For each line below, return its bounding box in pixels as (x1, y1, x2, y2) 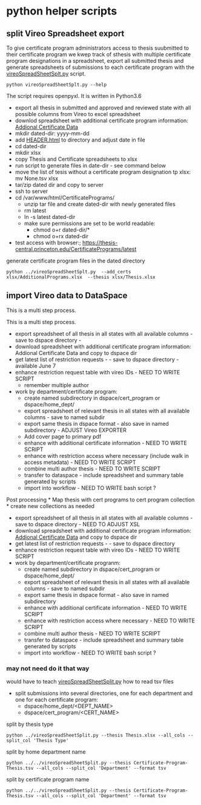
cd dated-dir (15, 143, 47, 149)
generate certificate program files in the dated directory (6, 257, 145, 264)
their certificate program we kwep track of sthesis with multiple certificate (6, 51, 191, 58)
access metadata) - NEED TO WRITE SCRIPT (24, 458, 136, 466)
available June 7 (15, 362, 56, 370)
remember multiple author (24, 381, 90, 388)
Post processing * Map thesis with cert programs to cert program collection (6, 496, 195, 503)
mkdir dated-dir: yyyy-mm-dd (15, 130, 90, 137)
